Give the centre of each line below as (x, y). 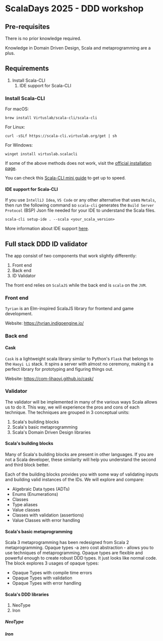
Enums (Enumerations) (35, 494)
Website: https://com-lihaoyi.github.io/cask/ (49, 379)
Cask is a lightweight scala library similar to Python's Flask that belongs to (79, 359)
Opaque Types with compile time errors (52, 573)
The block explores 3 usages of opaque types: (52, 563)
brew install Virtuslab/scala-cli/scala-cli (51, 118)
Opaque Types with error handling (47, 583)
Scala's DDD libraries (27, 594)
